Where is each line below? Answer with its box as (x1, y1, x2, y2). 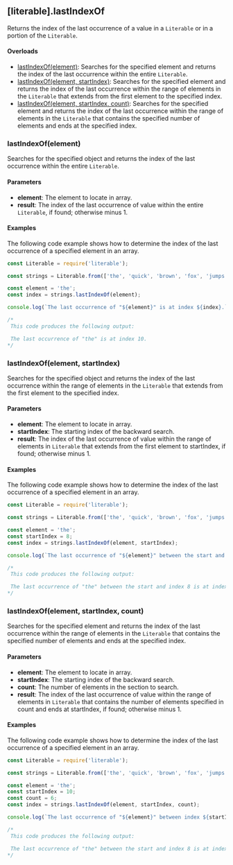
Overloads (7, 47, 38, 55)
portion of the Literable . (7, 31, 78, 40)
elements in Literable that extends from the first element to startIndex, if (17, 442, 226, 451)
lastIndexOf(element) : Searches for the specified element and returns (17, 62, 216, 71)
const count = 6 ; (7, 795, 58, 802)
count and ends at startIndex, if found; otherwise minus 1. (17, 705, 182, 713)
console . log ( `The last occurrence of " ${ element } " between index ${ (7, 814, 209, 821)
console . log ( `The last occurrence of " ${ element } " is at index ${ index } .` (7, 304, 228, 311)
